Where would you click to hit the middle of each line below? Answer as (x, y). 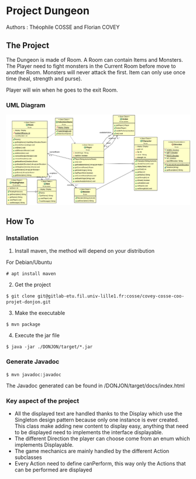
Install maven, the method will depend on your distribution (85, 251)
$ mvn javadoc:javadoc (34, 374)
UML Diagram (26, 105)
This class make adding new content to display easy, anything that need (101, 426)
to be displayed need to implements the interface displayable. (89, 432)
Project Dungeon (48, 11)
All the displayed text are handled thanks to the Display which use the (98, 413)
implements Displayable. (44, 444)
